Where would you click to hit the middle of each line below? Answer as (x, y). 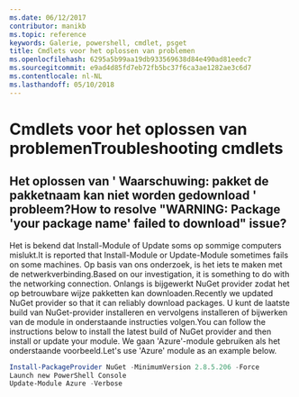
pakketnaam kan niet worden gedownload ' (133, 196)
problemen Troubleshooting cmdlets (146, 148)
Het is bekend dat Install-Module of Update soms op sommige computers (145, 245)
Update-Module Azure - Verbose (66, 383)
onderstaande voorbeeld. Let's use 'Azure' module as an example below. (143, 350)
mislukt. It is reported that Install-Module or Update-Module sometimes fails (149, 255)
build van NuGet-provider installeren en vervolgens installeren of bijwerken (149, 312)
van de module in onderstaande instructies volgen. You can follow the (137, 321)
